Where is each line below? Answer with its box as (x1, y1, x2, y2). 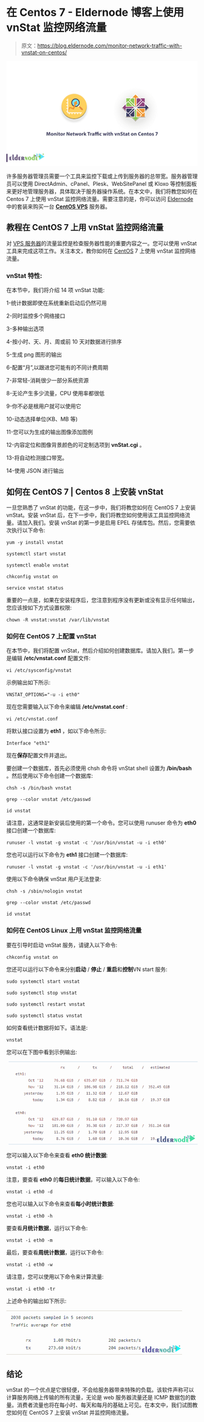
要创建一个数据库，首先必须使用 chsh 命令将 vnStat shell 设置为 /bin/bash (6, 764, 192, 772)
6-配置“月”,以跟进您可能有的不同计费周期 (6, 364, 109, 371)
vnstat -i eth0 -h (6, 1213, 53, 1219)
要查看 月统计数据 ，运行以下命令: (6, 1225, 88, 1232)
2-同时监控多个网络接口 (6, 312, 66, 319)
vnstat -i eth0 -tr (6, 1286, 56, 1292)
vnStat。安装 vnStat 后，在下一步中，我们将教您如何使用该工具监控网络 (6, 511, 185, 519)
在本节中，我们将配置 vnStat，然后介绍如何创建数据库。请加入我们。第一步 (6, 647, 194, 655)
